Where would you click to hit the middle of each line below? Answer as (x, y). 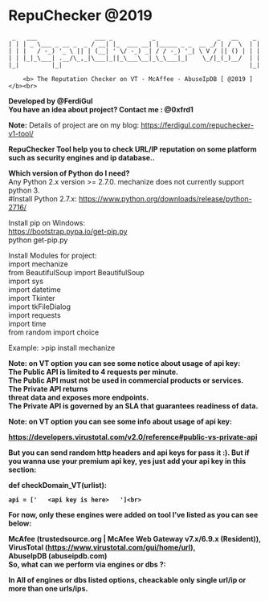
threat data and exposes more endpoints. (79, 397)
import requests (35, 315)
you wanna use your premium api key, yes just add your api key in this (127, 461)
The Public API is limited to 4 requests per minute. (94, 372)
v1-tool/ (21, 133)
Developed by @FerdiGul (51, 101)
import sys (26, 281)
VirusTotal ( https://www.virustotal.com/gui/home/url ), (102, 547)
